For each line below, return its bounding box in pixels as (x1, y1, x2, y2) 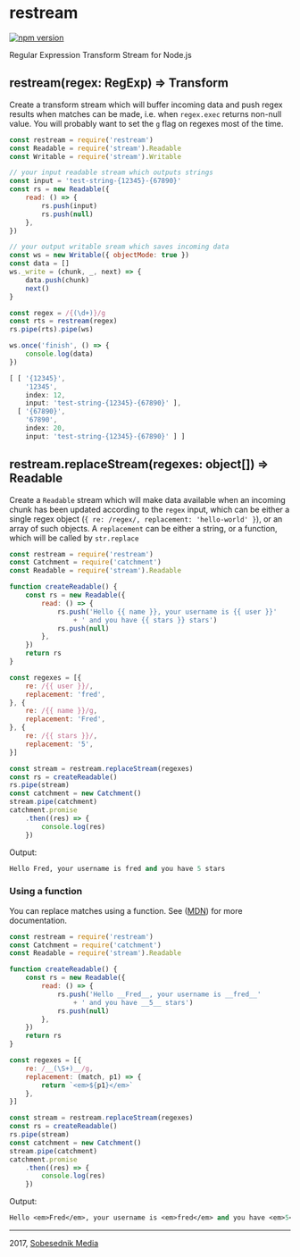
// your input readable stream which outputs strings (9, 168, 214, 177)
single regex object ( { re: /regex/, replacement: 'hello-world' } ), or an (9, 513, 283, 524)
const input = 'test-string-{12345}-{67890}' (9, 177, 181, 186)
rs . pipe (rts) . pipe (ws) (9, 325, 94, 334)
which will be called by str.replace (9, 532, 139, 543)
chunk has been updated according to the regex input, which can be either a (9, 504, 290, 515)
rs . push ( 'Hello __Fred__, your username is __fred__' (56, 990, 262, 999)
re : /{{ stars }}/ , (25, 732, 98, 741)
